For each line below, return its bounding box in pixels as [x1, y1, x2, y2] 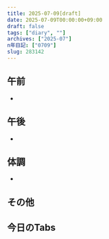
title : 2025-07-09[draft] [7, 10, 81, 17]
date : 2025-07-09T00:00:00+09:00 [7, 16, 103, 23]
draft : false [7, 23, 45, 30]
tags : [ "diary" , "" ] [7, 29, 66, 36]
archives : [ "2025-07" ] [7, 36, 72, 43]
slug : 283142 [7, 49, 45, 56]
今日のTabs [7, 222, 56, 234]
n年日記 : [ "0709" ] [7, 42, 57, 49]
